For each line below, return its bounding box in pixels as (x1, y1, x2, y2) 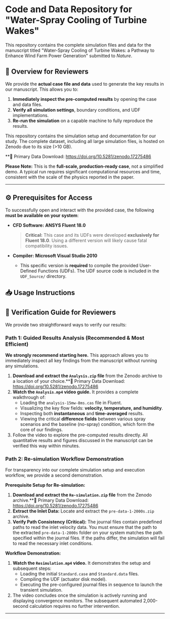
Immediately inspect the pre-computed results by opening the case (12, 96, 157, 102)
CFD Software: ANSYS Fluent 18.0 (12, 222, 86, 228)
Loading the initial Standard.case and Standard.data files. (20, 571, 139, 577)
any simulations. (5, 363, 39, 369)
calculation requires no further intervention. (29, 603, 120, 609)
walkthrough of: (12, 394, 46, 400)
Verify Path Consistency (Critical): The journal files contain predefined (12, 519, 162, 525)
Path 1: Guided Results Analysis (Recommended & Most (5, 334, 145, 341)
